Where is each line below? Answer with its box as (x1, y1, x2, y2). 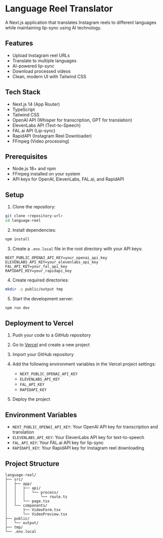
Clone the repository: (12, 204, 56, 210)
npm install (5, 237, 30, 242)
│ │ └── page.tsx (5, 499, 50, 504)
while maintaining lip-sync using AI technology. (5, 24, 102, 30)
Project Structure (5, 459, 59, 468)
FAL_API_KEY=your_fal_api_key (5, 264, 68, 269)
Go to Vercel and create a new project (12, 342, 90, 348)
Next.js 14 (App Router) (12, 101, 60, 107)
